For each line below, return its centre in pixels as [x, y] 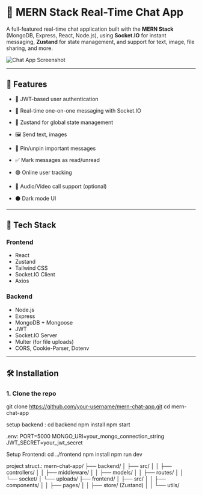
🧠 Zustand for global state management [64, 122]
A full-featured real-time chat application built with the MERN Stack [90, 29]
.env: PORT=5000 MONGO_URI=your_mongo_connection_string [85, 437]
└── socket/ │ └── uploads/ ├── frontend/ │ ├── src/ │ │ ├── [86, 479]
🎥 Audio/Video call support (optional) [61, 186]
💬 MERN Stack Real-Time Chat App [95, 12]
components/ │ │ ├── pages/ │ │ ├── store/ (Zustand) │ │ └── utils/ [93, 485]
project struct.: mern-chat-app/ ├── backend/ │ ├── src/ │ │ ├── [89, 466]
